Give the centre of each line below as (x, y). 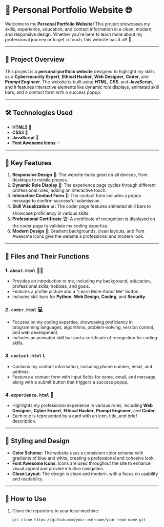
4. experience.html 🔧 (30, 395)
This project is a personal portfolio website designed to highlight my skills (80, 71)
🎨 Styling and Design (37, 441)
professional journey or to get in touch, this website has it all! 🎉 (68, 39)
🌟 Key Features (29, 163)
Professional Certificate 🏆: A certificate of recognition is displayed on (83, 219)
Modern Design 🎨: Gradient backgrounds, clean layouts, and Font (78, 231)
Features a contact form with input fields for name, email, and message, (84, 376)
